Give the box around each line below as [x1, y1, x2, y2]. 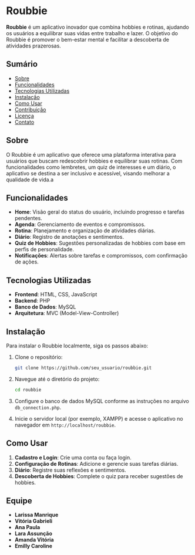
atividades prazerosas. [6, 42, 62, 49]
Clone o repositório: [14, 354, 63, 360]
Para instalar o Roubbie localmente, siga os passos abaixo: [6, 342, 149, 349]
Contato [14, 119, 35, 126]
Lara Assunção [14, 530, 53, 537]
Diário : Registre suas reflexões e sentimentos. [14, 466, 126, 473]
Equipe [6, 496, 32, 506]
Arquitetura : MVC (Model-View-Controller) [14, 310, 119, 317]
